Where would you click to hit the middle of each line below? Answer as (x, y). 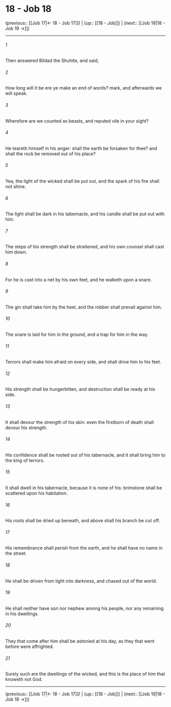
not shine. (16, 186)
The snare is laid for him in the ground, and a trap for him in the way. (77, 334)
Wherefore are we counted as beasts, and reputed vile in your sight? (77, 121)
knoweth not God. (24, 680)
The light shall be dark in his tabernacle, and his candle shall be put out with (85, 214)
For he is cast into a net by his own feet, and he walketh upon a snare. (79, 279)
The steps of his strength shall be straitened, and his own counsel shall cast (85, 247)
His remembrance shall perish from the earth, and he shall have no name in (84, 548)
